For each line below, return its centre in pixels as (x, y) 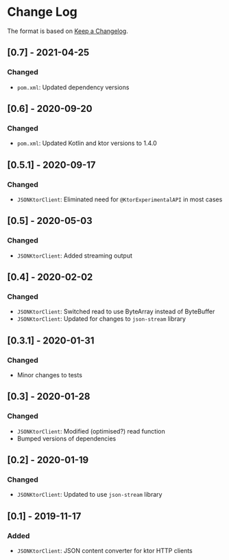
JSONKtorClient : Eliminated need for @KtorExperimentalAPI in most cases (120, 199)
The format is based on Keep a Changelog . (68, 31)
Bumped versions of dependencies (67, 438)
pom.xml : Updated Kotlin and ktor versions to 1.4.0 (87, 143)
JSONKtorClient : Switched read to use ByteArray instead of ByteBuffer (116, 312)
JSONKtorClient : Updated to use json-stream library (89, 495)
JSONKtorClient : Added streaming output (74, 256)
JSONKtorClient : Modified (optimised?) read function (91, 431)
